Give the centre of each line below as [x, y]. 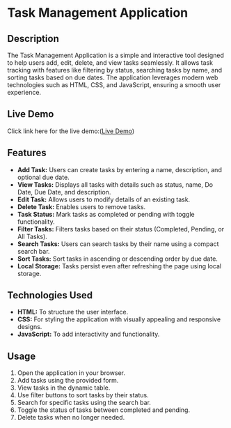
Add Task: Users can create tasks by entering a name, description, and [120, 169]
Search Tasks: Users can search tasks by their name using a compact [118, 244]
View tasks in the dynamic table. [64, 388]
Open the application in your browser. [71, 373]
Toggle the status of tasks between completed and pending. [103, 410]
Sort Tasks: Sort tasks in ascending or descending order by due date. [117, 259]
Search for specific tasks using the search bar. [84, 403]
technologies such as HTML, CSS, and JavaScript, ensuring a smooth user [114, 85]
